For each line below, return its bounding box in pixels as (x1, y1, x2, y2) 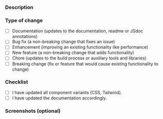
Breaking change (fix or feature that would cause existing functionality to (12, 60, 159, 67)
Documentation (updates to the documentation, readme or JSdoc (12, 28, 144, 34)
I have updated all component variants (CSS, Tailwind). (12, 89, 123, 95)
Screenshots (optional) (5, 107, 61, 114)
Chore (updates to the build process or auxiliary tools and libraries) (12, 55, 147, 61)
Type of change (5, 17, 43, 23)
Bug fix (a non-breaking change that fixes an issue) (12, 39, 115, 45)
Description (5, 4, 34, 11)
